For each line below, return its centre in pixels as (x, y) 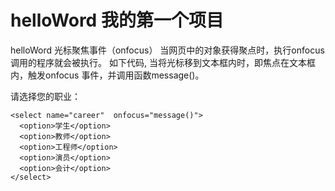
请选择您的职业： (45, 96)
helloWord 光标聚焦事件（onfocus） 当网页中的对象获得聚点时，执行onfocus (167, 50)
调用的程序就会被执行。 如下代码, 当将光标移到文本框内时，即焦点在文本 (158, 62)
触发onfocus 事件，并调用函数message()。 (116, 75)
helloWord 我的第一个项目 (117, 20)
